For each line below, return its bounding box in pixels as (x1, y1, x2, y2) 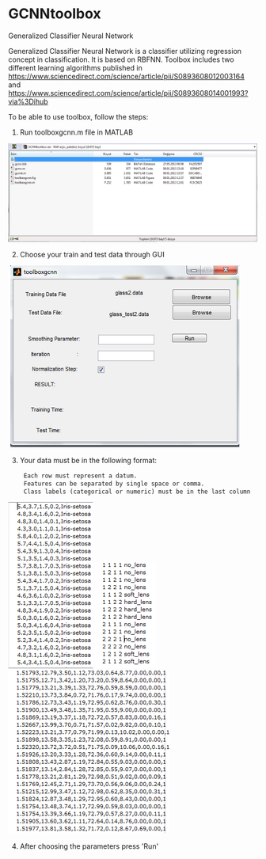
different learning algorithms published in (8, 63, 142, 72)
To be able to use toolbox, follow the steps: (8, 112, 149, 121)
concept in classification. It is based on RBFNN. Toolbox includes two (8, 55, 235, 64)
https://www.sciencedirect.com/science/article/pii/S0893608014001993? (8, 88, 249, 97)
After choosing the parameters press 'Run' (19, 841, 159, 851)
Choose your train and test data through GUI (19, 249, 165, 259)
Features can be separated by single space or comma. (23, 480, 205, 488)
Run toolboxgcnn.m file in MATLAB (19, 127, 133, 137)
